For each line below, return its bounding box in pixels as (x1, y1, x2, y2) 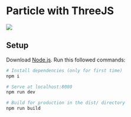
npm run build (6, 105, 41, 112)
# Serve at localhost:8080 (6, 84, 73, 90)
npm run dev (6, 89, 35, 95)
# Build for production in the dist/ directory (6, 100, 126, 106)
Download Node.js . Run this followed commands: (6, 56, 126, 63)
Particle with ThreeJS (6, 4, 114, 18)
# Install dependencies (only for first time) (6, 67, 123, 73)
